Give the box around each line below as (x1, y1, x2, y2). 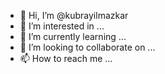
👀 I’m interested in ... (19, 20, 105, 32)
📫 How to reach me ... (19, 53, 113, 64)
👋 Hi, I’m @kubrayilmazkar (19, 10, 129, 21)
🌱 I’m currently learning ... (19, 31, 127, 42)
